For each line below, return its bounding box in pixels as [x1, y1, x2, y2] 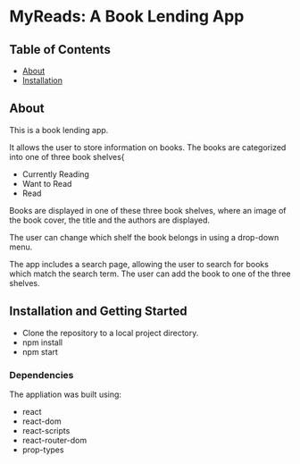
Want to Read [21, 178, 72, 189]
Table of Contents [9, 42, 112, 57]
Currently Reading [21, 168, 89, 180]
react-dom [21, 416, 62, 426]
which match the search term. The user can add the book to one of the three [9, 268, 291, 279]
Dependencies [9, 368, 74, 381]
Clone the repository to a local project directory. [21, 327, 199, 338]
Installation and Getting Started [9, 304, 187, 319]
